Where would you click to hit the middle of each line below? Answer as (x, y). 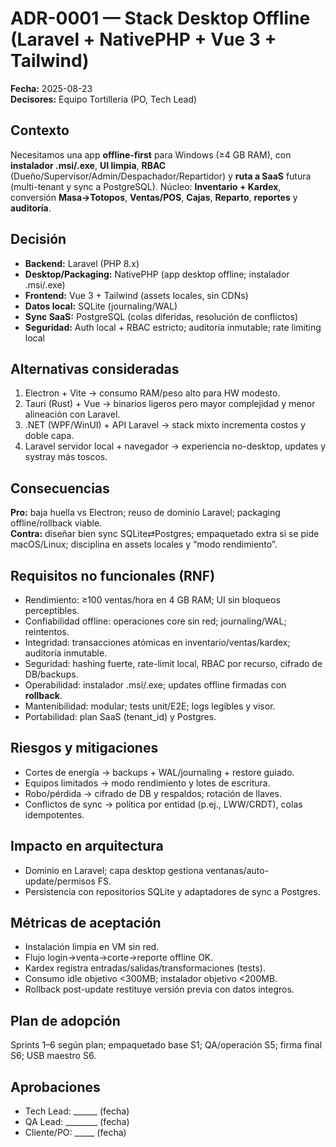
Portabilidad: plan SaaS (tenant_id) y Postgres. (120, 716)
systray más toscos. (66, 457)
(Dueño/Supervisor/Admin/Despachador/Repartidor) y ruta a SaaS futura (161, 176)
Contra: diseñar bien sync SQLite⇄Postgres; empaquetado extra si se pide (165, 534)
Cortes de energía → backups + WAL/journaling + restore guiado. (159, 772)
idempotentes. (54, 814)
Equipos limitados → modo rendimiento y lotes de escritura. (147, 783)
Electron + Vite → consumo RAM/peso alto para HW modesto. (152, 393)
